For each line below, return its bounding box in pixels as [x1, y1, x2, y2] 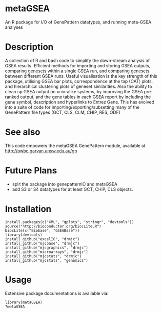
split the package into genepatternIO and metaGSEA [12, 181, 118, 187]
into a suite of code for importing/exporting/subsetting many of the [5, 104, 140, 110]
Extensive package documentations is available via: [5, 290, 109, 296]
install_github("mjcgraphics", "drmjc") [5, 245, 89, 250]
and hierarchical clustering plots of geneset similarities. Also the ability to [5, 83, 152, 89]
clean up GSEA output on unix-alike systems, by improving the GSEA [5, 88, 143, 94]
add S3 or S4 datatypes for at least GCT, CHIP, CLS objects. [12, 186, 133, 192]
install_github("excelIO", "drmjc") [5, 236, 80, 242]
